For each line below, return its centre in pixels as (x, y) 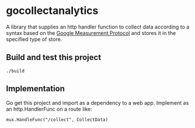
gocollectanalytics (52, 11)
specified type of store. (34, 39)
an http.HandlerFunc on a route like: (49, 109)
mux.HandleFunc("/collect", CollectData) (57, 120)
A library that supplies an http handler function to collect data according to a (98, 27)
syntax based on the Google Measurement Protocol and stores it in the (91, 33)
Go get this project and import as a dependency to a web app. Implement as (97, 102)
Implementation (36, 89)
